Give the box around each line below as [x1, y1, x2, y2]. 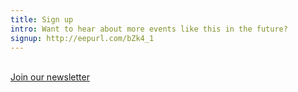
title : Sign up [10, 14, 74, 25]
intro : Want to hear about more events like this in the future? [10, 24, 288, 34]
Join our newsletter [10, 71, 90, 83]
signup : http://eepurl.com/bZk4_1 [10, 33, 155, 43]
